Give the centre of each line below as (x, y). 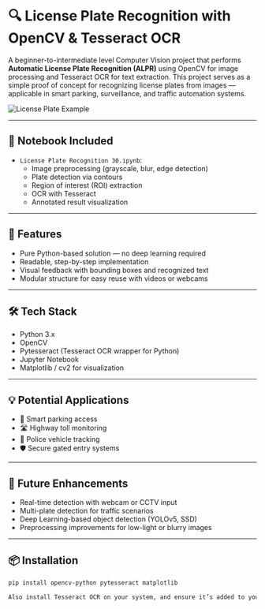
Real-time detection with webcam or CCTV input (98, 502)
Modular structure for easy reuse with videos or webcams (114, 278)
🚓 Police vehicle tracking (60, 439)
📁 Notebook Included (61, 141)
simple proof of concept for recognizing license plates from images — (122, 85)
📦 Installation (43, 560)
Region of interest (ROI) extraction (87, 185)
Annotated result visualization (80, 202)
